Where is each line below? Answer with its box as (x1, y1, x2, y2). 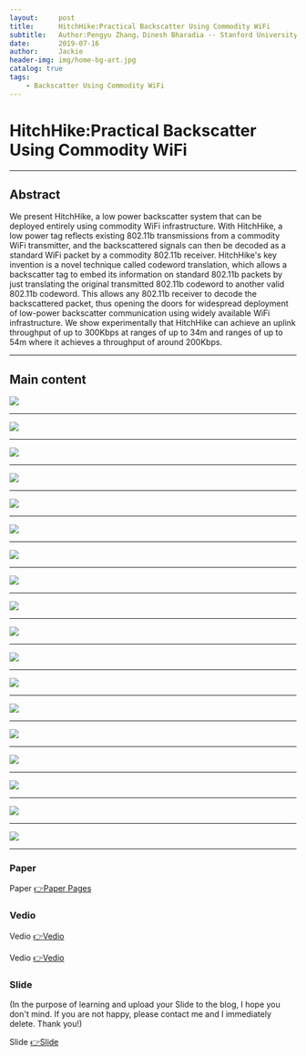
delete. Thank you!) (9, 1019, 83, 1030)
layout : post (9, 13, 76, 23)
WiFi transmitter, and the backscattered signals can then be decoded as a (9, 240, 287, 251)
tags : (9, 73, 30, 82)
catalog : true (9, 65, 64, 74)
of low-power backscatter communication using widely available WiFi (9, 308, 270, 319)
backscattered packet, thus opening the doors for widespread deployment (9, 298, 289, 310)
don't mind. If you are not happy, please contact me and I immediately (9, 1009, 271, 1020)
